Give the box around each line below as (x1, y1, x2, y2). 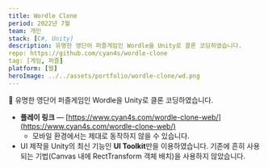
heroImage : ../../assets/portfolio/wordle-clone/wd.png (8, 72, 200, 80)
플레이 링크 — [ (19, 112, 69, 122)
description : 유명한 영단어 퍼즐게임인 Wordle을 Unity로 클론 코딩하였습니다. (8, 42, 242, 50)
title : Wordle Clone (8, 11, 78, 20)
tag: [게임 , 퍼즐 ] (8, 57, 64, 65)
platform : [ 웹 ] (8, 65, 58, 73)
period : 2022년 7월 (8, 19, 71, 27)
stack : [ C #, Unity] (8, 34, 74, 43)
